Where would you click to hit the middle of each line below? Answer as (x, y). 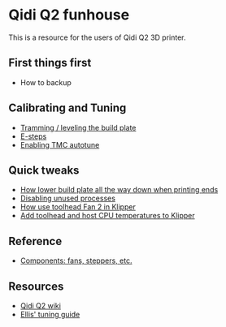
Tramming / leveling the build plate (78, 127)
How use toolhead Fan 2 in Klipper (78, 207)
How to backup (46, 82)
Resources (36, 286)
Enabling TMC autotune (60, 144)
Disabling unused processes (68, 198)
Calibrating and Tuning (67, 108)
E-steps (33, 136)
